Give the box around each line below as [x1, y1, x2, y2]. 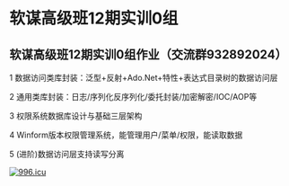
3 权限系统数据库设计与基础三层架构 [9, 111, 143, 121]
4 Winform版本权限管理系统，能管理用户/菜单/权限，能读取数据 [9, 129, 243, 140]
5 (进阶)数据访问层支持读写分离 [9, 149, 125, 159]
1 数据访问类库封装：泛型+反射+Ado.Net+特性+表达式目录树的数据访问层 [9, 73, 278, 83]
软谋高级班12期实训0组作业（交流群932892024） [9, 47, 287, 62]
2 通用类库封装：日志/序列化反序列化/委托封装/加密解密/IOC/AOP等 [9, 92, 258, 102]
